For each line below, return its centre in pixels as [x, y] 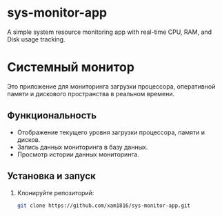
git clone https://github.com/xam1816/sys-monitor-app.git [104, 206]
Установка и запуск [52, 176]
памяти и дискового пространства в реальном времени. [91, 93]
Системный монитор [71, 67]
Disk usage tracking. [36, 39]
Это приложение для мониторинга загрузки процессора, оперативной [111, 86]
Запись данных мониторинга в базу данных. [82, 147]
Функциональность [52, 116]
